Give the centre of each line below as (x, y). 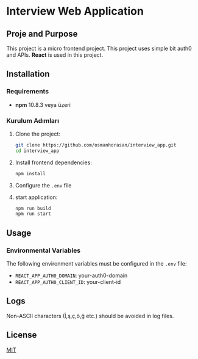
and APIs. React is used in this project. (55, 55)
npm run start (33, 214)
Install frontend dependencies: (54, 162)
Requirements (28, 92)
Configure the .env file (43, 185)
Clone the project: (38, 134)
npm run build (33, 208)
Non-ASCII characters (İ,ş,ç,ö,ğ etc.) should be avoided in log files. (90, 316)
